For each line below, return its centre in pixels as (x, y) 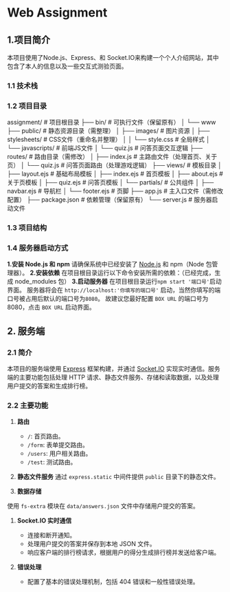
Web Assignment (57, 13)
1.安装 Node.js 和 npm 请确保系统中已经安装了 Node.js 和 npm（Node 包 (110, 264)
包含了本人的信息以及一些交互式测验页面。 (67, 66)
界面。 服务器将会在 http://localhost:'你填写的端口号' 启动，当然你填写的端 (114, 290)
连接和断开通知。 (51, 536)
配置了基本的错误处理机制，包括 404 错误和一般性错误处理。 (113, 582)
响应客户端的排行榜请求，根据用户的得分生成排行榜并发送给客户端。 (124, 553)
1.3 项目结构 (27, 228)
